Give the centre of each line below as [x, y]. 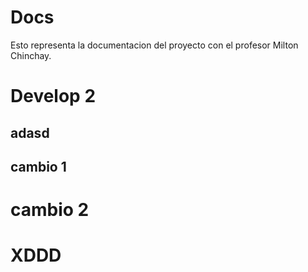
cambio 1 [38, 166]
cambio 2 [50, 210]
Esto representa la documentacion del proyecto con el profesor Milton [154, 45]
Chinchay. [31, 55]
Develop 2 [53, 96]
